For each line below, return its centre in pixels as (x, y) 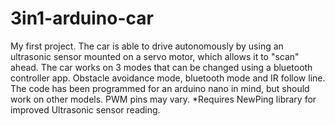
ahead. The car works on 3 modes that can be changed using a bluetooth (161, 67)
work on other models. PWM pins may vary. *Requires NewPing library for (163, 99)
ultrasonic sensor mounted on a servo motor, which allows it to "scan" (155, 56)
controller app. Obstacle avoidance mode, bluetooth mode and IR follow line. (168, 78)
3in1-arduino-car (82, 18)
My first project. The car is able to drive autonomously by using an (147, 46)
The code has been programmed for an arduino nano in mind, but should (160, 88)
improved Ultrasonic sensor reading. (85, 109)
